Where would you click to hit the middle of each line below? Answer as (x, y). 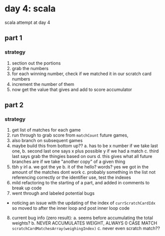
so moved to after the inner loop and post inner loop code (71, 208)
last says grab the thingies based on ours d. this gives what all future (82, 157)
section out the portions (36, 63)
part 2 (14, 105)
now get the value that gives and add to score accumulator (72, 89)
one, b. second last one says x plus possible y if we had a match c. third (85, 151)
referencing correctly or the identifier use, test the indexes (71, 177)
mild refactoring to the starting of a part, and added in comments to (81, 183)
